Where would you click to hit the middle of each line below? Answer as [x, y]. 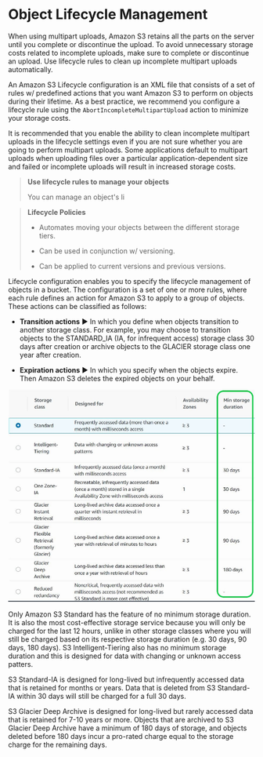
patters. [21, 664]
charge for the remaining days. [58, 745]
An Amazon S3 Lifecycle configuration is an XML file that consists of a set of [131, 85]
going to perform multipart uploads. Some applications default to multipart [128, 150]
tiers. [47, 235]
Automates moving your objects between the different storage [139, 227]
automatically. [31, 69]
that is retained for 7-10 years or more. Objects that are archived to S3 [121, 720]
